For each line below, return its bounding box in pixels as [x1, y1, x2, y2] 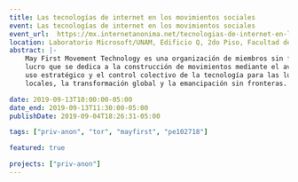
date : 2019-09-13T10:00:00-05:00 [9, 95, 133, 104]
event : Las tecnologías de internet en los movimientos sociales [9, 21, 255, 30]
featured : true [9, 144, 66, 153]
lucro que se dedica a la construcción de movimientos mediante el [25, 63, 279, 72]
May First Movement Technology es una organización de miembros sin [25, 54, 284, 63]
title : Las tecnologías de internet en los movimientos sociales [9, 12, 255, 22]
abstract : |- [9, 46, 58, 55]
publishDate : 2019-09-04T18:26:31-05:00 [9, 112, 161, 121]
